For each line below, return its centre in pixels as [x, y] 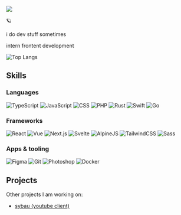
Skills [16, 76]
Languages [23, 93]
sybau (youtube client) [42, 206]
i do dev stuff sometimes [36, 34]
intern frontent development [40, 45]
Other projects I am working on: [45, 194]
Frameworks [24, 120]
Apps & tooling [28, 149]
